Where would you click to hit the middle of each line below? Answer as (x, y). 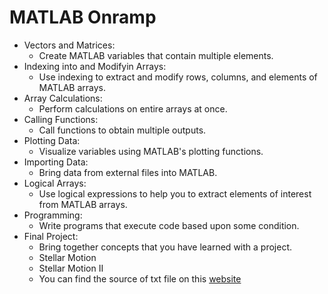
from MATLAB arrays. (83, 204)
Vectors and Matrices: (69, 45)
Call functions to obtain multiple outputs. (122, 130)
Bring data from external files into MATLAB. (128, 172)
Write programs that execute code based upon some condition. (169, 225)
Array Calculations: (63, 98)
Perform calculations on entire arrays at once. (133, 108)
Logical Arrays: (55, 183)
